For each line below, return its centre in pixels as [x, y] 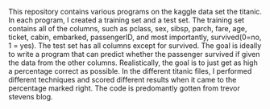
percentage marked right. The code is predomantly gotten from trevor [124, 88]
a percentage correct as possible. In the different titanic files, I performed [130, 71]
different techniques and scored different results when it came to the [123, 80]
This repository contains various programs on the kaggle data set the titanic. [135, 12]
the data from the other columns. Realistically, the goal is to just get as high [133, 63]
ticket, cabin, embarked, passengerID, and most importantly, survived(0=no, [135, 37]
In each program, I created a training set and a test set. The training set [126, 20]
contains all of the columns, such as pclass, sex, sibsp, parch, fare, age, [128, 28]
